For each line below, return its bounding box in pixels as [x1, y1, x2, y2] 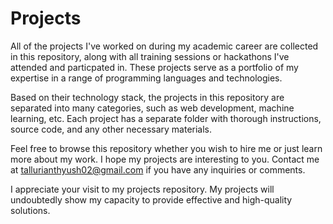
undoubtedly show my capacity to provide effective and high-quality [10, 193, 293, 206]
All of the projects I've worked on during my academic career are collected [10, 40, 319, 52]
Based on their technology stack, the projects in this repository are [10, 91, 285, 103]
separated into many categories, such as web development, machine [10, 102, 295, 114]
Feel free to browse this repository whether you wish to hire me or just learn [10, 142, 323, 154]
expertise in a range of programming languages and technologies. [10, 72, 283, 84]
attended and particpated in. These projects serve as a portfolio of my [10, 61, 299, 73]
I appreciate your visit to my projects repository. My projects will [10, 183, 275, 195]
